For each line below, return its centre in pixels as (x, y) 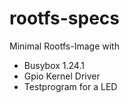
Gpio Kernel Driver (62, 76)
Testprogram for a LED (70, 86)
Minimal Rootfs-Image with (64, 46)
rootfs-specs (64, 18)
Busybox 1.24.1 (54, 65)
